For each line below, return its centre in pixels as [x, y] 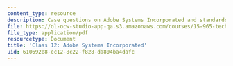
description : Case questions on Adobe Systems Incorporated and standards [118, 20]
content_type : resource [42, 13]
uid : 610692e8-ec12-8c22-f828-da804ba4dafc [71, 52]
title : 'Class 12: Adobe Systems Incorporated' [77, 45]
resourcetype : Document [42, 39]
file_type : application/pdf [48, 33]
